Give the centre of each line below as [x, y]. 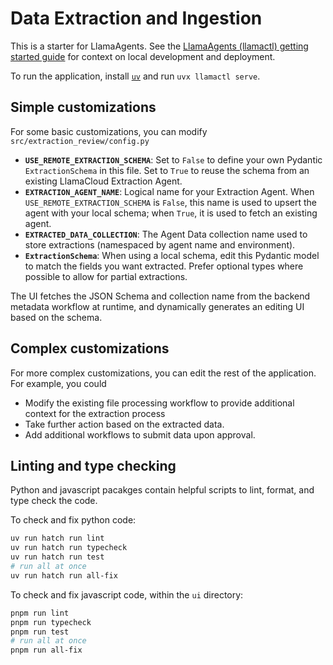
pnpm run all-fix [46, 650]
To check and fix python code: [73, 520]
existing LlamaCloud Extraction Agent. [103, 181]
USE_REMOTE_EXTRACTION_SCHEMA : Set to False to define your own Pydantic [173, 159]
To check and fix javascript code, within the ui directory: [127, 594]
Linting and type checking [93, 465]
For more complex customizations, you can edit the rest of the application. [163, 373]
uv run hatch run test [57, 557]
